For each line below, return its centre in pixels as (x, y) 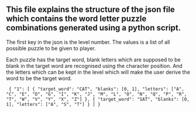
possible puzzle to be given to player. (51, 48)
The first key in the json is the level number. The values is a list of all (88, 42)
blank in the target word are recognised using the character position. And (94, 66)
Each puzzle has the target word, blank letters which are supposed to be (93, 59)
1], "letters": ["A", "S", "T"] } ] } (53, 104)
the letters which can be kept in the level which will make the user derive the (98, 72)
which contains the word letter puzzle (76, 19)
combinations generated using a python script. (94, 28)
